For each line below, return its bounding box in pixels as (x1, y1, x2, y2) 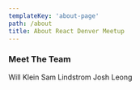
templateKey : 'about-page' (8, 11, 100, 20)
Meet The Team (8, 54, 71, 65)
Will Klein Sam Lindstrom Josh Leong (8, 72, 133, 82)
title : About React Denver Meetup (8, 27, 125, 35)
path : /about (8, 19, 53, 28)
